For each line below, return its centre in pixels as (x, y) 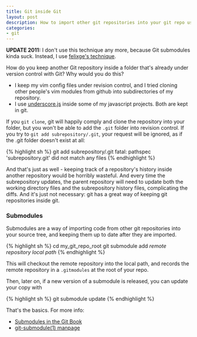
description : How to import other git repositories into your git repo (95, 22)
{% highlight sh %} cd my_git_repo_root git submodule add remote (86, 246)
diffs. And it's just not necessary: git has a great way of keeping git (87, 194)
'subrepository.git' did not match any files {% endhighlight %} (81, 158)
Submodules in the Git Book (48, 322)
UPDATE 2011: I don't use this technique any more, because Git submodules (98, 50)
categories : (21, 28)
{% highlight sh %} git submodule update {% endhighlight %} (80, 299)
